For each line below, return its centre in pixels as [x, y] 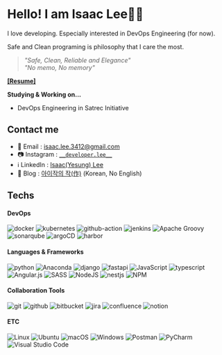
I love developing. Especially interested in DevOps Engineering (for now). [111, 33]
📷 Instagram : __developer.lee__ [65, 154]
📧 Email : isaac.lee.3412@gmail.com [68, 146]
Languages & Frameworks [46, 252]
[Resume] [22, 81]
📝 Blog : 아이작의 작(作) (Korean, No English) [79, 173]
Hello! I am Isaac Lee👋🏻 [76, 14]
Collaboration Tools [36, 291]
